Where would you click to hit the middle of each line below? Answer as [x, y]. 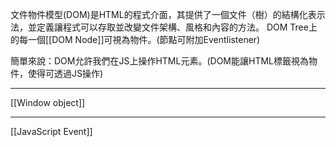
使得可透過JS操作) [65, 73]
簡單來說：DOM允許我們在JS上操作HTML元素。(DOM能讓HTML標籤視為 [159, 61]
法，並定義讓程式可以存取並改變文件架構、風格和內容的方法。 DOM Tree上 [164, 27]
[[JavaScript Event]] [51, 131]
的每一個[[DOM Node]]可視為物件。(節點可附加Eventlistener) [135, 39]
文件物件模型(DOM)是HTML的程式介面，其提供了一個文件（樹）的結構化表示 [168, 14]
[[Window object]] [48, 102]
